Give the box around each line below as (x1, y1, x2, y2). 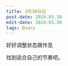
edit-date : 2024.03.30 (6, 19, 62, 25)
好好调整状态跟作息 (6, 41, 53, 48)
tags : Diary (6, 25, 35, 31)
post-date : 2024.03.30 (6, 14, 62, 20)
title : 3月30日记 (6, 8, 46, 15)
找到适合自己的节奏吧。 (6, 54, 63, 61)
